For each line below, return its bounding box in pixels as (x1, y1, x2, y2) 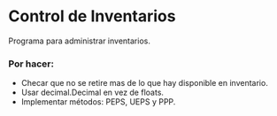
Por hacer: (8, 58, 55, 70)
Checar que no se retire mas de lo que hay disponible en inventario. (20, 78, 269, 89)
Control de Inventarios (8, 6, 176, 27)
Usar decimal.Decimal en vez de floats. (20, 87, 165, 98)
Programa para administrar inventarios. (8, 35, 151, 46)
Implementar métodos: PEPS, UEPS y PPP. (20, 97, 176, 107)
